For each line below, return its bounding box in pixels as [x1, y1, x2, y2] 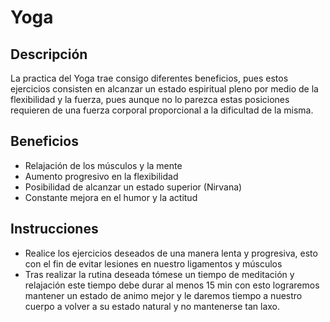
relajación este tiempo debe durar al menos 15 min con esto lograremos [24, 279, 320, 291]
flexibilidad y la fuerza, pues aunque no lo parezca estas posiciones [10, 94, 290, 105]
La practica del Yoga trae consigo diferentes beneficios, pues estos [10, 72, 289, 84]
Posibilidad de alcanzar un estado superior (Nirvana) [24, 181, 243, 193]
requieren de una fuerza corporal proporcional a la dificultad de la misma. [10, 104, 314, 116]
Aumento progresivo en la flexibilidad [24, 170, 179, 182]
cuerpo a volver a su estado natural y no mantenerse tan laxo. [24, 300, 280, 312]
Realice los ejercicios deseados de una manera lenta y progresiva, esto [24, 247, 318, 259]
